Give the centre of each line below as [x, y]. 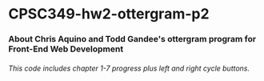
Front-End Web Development [66, 49]
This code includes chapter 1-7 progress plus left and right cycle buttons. [129, 68]
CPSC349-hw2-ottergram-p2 [109, 14]
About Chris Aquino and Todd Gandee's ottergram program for [132, 39]
